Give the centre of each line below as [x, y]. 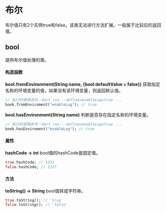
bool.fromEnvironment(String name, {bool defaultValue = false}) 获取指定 [83, 84]
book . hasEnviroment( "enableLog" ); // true [50, 129]
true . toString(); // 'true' [34, 200]
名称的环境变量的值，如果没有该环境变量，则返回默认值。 [64, 90]
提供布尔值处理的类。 [27, 60]
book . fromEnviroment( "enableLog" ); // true [51, 105]
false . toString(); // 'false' [37, 205]
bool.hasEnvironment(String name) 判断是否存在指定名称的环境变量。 [78, 115]
